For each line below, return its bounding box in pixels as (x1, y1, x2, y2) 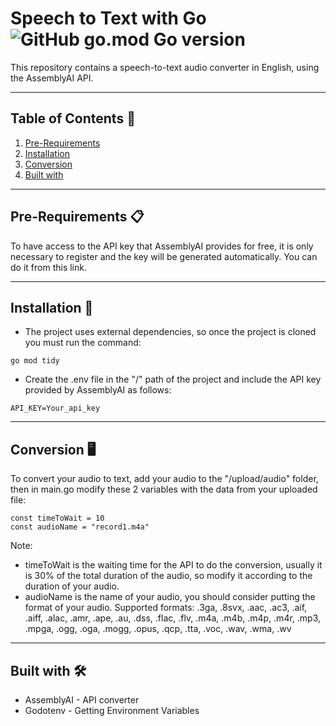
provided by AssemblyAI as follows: (24, 384, 172, 396)
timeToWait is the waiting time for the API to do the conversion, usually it (24, 559, 323, 571)
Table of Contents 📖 (10, 110, 136, 127)
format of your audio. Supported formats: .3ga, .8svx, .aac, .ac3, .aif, (24, 602, 308, 614)
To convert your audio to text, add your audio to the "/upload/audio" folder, (10, 473, 319, 485)
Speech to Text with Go (10, 7, 207, 30)
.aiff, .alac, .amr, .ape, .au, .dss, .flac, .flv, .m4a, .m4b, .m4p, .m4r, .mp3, (24, 612, 322, 624)
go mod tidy (10, 356, 60, 366)
